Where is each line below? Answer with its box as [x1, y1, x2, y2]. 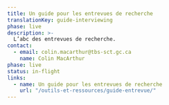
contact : [7, 42, 33, 49]
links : [7, 74, 26, 82]
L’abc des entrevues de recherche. [13, 36, 116, 43]
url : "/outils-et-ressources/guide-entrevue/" [19, 87, 157, 94]
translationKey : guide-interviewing [7, 17, 113, 23]
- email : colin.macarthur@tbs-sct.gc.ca [13, 49, 132, 56]
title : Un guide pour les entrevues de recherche [7, 10, 154, 17]
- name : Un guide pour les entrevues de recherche [13, 81, 163, 88]
